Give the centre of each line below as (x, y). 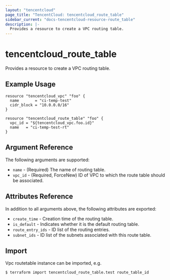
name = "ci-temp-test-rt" (40, 127)
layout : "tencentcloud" (31, 10)
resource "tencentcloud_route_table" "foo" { (54, 118)
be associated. (28, 180)
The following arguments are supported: (48, 160)
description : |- (22, 24)
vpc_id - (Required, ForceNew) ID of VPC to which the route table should (89, 175)
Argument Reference (39, 148)
